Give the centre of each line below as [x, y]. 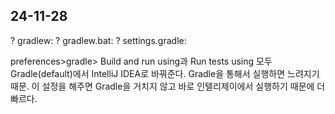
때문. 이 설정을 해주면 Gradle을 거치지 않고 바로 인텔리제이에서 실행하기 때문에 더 [168, 86]
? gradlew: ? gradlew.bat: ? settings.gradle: [98, 40]
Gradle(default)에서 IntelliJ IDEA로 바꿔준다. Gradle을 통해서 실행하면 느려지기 [165, 73]
